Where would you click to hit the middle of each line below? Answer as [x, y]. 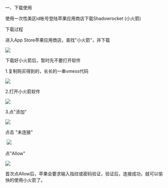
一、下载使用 [18, 8]
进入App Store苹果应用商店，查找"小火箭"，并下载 [58, 40]
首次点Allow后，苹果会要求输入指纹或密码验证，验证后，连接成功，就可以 [82, 174]
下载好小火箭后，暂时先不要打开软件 [43, 60]
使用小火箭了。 [30, 180]
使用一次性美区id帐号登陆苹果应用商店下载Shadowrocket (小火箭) [73, 18]
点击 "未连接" [19, 132]
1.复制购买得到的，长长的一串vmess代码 [47, 71]
